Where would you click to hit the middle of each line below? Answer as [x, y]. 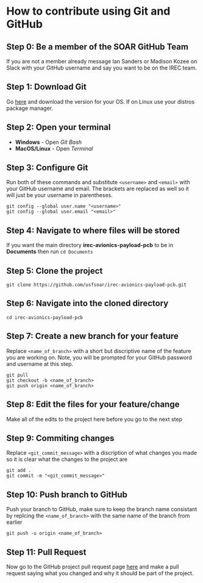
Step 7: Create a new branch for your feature [92, 336]
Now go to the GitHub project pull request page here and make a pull [93, 567]
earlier [14, 522]
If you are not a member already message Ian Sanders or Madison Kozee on [102, 61]
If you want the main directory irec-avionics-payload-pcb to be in [90, 245]
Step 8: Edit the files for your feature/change [93, 405]
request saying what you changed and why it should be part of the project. [100, 573]
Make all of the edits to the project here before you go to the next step [94, 419]
